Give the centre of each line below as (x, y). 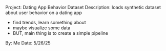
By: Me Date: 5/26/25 (28, 43)
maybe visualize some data (42, 28)
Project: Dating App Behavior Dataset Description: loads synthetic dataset (83, 7)
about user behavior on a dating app (44, 13)
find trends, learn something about (49, 22)
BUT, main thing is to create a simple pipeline (60, 33)
